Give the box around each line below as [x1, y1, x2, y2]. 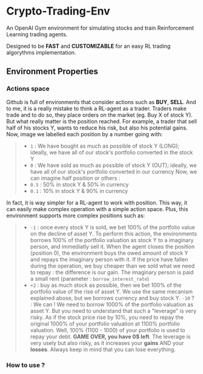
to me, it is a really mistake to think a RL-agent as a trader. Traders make [6, 105, 187, 112]
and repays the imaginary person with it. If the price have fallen [30, 255, 188, 263]
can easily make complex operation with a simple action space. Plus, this [6, 205, 188, 212]
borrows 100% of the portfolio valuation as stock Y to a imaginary [30, 236, 194, 243]
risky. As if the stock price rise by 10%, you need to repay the [30, 313, 184, 321]
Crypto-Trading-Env [6, 4, 110, 18]
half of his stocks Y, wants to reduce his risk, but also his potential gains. [6, 124, 188, 131]
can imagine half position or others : [30, 174, 121, 182]
